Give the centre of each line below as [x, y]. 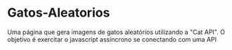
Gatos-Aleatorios [59, 13]
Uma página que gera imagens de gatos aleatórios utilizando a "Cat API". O [116, 32]
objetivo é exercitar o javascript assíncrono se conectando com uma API [112, 39]
